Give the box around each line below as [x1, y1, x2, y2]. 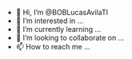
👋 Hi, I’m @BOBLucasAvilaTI [15, 8, 109, 17]
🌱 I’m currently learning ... [15, 25, 102, 33]
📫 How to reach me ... [15, 42, 90, 51]
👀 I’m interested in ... [15, 16, 84, 26]
